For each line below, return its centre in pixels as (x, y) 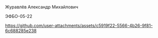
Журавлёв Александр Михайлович (42, 7)
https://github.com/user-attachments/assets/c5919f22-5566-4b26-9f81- (79, 25)
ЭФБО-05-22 (19, 16)
